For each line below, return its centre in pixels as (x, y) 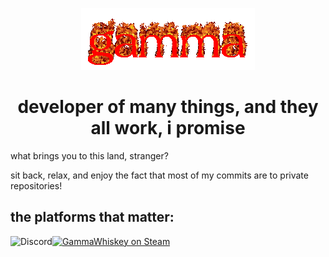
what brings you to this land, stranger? (89, 155)
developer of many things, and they (168, 107)
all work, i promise (168, 128)
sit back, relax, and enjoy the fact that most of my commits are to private (159, 175)
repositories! (36, 185)
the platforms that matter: (92, 217)
